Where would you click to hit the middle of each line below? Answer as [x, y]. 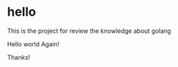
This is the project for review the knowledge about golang [89, 31]
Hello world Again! [33, 44]
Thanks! [19, 57]
